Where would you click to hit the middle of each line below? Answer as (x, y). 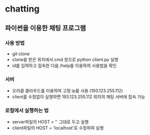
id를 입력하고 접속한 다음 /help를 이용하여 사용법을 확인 (64, 65)
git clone (21, 54)
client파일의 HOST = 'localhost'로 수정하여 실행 (58, 128)
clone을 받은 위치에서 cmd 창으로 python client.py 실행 (65, 60)
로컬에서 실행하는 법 (27, 111)
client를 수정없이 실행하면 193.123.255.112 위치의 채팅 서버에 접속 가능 (79, 97)
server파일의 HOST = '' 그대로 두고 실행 (50, 122)
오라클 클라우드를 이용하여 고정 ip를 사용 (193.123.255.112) (67, 91)
